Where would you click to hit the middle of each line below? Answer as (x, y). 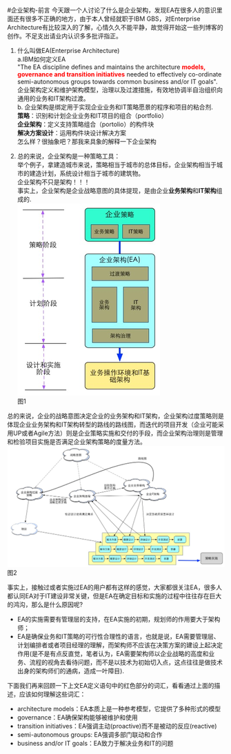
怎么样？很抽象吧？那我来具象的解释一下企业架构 (87, 141)
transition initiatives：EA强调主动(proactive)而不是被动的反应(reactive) (117, 726)
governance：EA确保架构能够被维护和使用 (77, 717)
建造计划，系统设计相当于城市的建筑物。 (87, 173)
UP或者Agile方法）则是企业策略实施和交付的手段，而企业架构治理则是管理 (118, 433)
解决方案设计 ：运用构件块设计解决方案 (71, 133)
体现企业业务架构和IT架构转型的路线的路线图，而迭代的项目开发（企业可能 (113, 425)
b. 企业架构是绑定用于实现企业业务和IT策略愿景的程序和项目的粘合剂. (115, 107)
